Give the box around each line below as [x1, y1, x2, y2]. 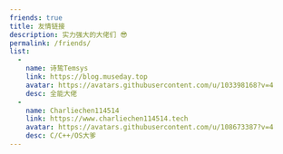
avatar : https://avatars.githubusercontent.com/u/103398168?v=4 [25, 81, 274, 90]
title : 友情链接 [9, 22, 65, 31]
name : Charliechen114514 [25, 106, 120, 115]
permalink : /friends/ [9, 38, 92, 48]
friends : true [9, 13, 63, 23]
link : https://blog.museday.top [25, 72, 148, 82]
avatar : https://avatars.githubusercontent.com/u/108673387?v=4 [25, 123, 274, 132]
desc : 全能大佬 [25, 89, 78, 98]
